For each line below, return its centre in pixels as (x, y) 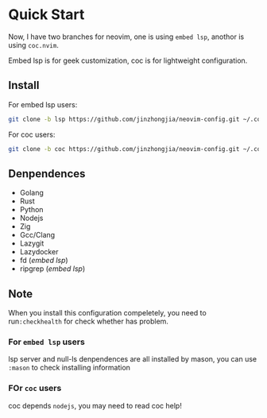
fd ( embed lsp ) (44, 261)
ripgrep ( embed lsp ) (52, 269)
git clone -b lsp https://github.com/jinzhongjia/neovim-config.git (124, 119)
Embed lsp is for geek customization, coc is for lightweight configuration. (128, 60)
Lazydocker (39, 252)
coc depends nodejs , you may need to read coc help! (95, 405)
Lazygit (32, 243)
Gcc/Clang (37, 235)
